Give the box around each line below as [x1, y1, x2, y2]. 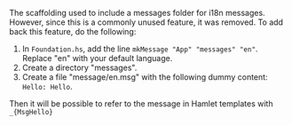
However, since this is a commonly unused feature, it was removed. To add [9, 17, 284, 27]
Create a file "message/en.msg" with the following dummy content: [21, 72, 268, 82]
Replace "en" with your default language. [21, 53, 173, 63]
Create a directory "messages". [21, 62, 138, 73]
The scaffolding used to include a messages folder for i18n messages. [9, 8, 265, 18]
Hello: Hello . [21, 82, 73, 91]
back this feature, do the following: [9, 27, 137, 36]
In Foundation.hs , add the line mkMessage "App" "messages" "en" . [21, 43, 258, 54]
